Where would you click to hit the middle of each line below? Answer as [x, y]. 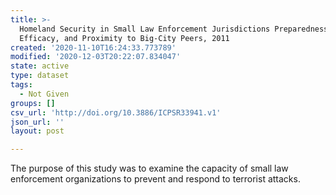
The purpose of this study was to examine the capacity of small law [149, 168]
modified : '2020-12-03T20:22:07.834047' [96, 57]
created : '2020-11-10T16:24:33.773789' [93, 47]
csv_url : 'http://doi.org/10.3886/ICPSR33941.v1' [116, 112]
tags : [21, 85]
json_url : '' [37, 122]
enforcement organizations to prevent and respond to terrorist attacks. [155, 179]
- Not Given [44, 94]
